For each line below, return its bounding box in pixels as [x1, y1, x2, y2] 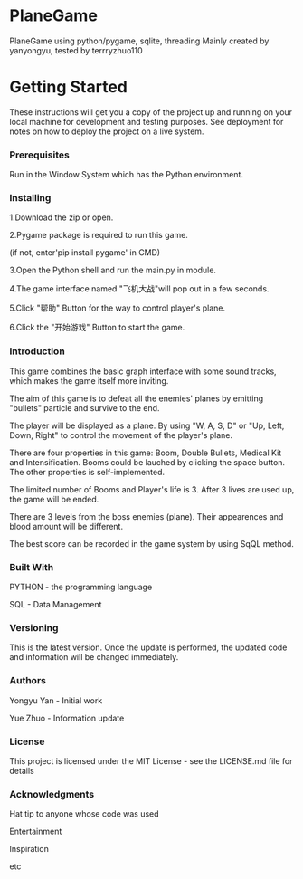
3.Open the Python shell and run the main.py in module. [9, 264, 217, 276]
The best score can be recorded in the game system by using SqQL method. [9, 538, 294, 549]
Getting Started [9, 77, 128, 98]
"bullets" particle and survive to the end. [9, 402, 160, 413]
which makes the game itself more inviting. [9, 375, 169, 386]
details [9, 765, 34, 776]
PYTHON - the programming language [9, 581, 153, 593]
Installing [9, 192, 52, 205]
